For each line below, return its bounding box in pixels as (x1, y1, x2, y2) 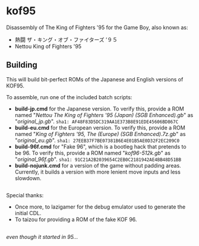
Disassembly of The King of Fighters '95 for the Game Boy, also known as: (6, 24, 188, 31)
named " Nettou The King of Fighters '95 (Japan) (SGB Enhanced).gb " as (14, 111, 194, 118)
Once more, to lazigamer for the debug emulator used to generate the (14, 203, 186, 210)
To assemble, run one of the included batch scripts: (6, 93, 132, 100)
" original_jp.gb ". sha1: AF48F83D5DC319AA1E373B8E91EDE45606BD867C (14, 118, 179, 125)
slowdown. (14, 174, 42, 182)
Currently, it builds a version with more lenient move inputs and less (14, 168, 181, 175)
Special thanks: (6, 192, 44, 199)
